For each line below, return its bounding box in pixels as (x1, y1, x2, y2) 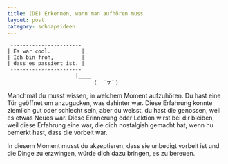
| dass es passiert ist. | (7, 60, 85, 67)
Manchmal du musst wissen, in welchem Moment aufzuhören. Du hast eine (7, 91, 221, 100)
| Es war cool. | (7, 48, 85, 55)
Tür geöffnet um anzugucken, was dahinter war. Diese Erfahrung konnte (7, 99, 213, 107)
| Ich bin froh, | (7, 54, 85, 61)
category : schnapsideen (7, 23, 76, 30)
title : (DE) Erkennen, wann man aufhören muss (7, 10, 144, 17)
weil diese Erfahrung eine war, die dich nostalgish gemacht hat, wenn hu (7, 121, 214, 129)
